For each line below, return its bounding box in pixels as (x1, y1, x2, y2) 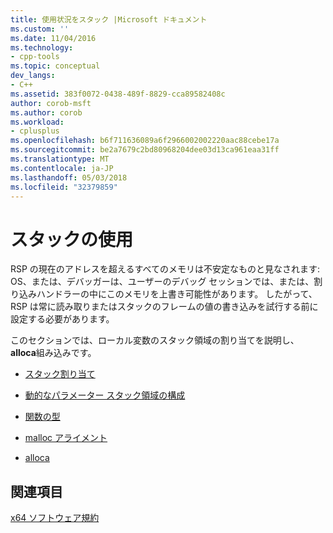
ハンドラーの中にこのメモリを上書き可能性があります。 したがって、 (36, 288, 318, 300)
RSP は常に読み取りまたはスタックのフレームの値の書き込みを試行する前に (10, 301, 319, 313)
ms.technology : (10, 42, 74, 53)
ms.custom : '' (10, 24, 70, 34)
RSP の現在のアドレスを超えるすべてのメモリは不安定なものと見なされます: (10, 263, 320, 275)
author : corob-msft (10, 98, 92, 108)
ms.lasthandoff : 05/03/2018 (10, 172, 128, 183)
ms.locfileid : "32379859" (10, 182, 118, 192)
